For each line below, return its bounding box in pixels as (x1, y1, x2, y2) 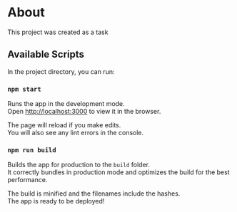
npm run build (7, 146, 56, 154)
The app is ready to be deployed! (7, 197, 105, 206)
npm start (7, 85, 41, 93)
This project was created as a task (7, 28, 109, 36)
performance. (7, 176, 48, 184)
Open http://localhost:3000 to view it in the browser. (7, 107, 161, 116)
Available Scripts (7, 48, 84, 60)
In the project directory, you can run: (7, 67, 115, 75)
